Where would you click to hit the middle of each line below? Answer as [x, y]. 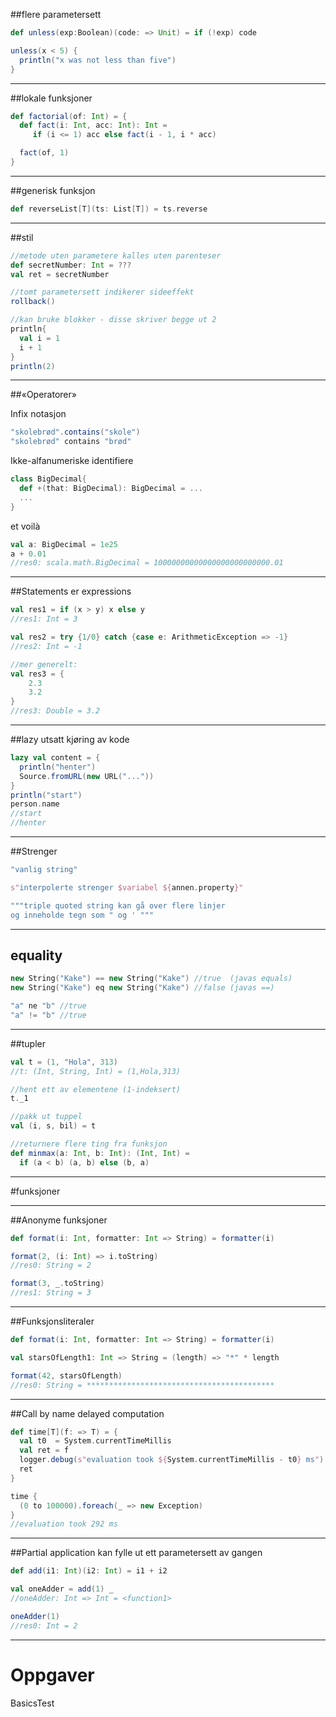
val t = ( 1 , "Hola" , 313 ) [64, 1062]
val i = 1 [39, 338]
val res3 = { [37, 674]
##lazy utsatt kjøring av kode [70, 739]
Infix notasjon [38, 414]
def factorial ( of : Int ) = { [69, 116]
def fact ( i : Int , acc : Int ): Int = [93, 125]
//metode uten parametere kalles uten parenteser [116, 255]
